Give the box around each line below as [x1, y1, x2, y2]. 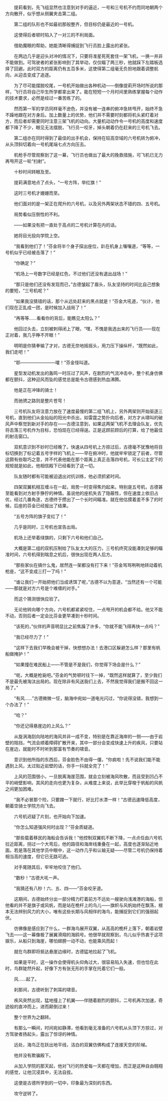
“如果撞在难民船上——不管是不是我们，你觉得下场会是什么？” [13, 662, 141, 667]
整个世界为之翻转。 [13, 1014, 53, 1020]
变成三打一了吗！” [29, 568, 66, 574]
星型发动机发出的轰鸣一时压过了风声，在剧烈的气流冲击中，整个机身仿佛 [13, 370, 163, 376]
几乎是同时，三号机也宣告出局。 [13, 524, 80, 530]
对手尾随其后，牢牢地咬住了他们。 [13, 864, 84, 870]
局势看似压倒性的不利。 [13, 212, 62, 217]
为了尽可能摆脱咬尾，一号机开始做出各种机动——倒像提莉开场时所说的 [13, 83, 158, 89]
